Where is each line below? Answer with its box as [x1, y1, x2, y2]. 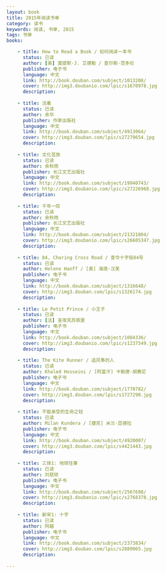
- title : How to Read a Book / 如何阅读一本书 [17, 49, 132, 55]
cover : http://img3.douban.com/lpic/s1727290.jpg [22, 392, 152, 398]
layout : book [6, 9, 40, 15]
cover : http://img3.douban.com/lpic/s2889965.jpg [22, 546, 152, 552]
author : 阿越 [22, 523, 55, 529]
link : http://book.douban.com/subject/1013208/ [22, 77, 147, 84]
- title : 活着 [17, 100, 51, 106]
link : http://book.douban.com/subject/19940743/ [22, 180, 149, 186]
